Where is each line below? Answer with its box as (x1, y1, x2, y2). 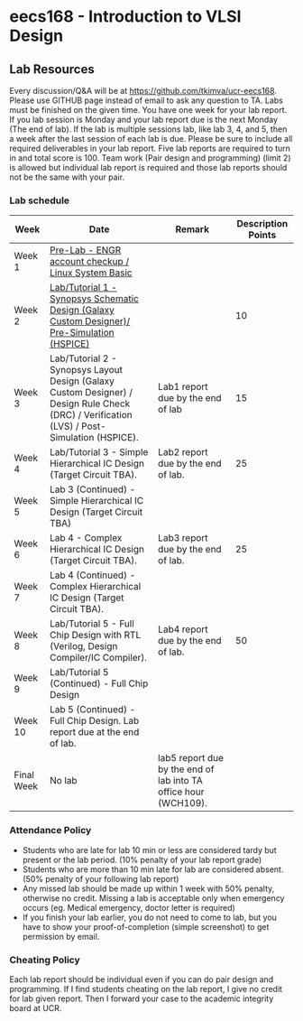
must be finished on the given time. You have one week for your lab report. (9, 105, 288, 115)
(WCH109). (157, 797, 207, 810)
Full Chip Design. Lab (49, 715, 140, 728)
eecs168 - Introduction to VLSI (9, 6, 242, 27)
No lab (49, 775, 78, 787)
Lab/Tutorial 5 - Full (49, 617, 134, 630)
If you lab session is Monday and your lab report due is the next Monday (9, 115, 278, 125)
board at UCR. (9, 1002, 62, 1013)
